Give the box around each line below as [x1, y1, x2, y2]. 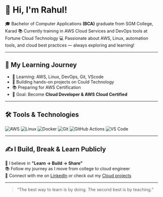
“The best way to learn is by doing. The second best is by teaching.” [16, 187, 154, 193]
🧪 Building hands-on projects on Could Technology [12, 79, 114, 84]
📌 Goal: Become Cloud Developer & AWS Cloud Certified [12, 91, 128, 97]
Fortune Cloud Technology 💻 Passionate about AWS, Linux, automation [5, 35, 148, 41]
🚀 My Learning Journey [5, 61, 77, 69]
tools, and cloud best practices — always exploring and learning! [5, 42, 135, 48]
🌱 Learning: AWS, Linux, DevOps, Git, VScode [12, 74, 104, 80]
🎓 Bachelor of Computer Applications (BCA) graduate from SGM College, [5, 20, 154, 26]
